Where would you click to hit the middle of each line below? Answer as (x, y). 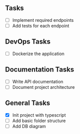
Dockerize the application (38, 54)
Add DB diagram (29, 126)
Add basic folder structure (39, 121)
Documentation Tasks (40, 70)
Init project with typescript (39, 115)
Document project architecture (43, 87)
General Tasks (28, 103)
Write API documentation (38, 81)
